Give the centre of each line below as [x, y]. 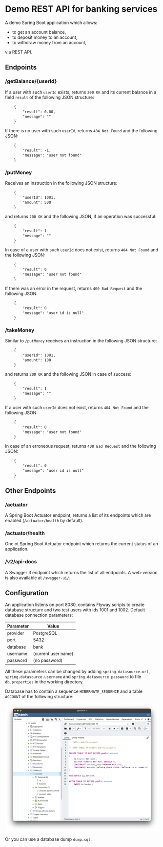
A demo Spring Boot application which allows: [51, 23]
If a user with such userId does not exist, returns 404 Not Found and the [77, 408]
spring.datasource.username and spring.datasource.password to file [73, 677]
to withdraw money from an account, [49, 42]
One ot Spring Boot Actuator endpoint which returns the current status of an [82, 544]
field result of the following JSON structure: [50, 97]
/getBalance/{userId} [31, 81]
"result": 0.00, [39, 112]
